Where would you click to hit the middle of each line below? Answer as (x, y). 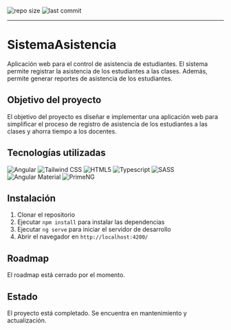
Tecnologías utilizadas (56, 153)
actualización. (27, 320)
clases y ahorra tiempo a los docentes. (62, 131)
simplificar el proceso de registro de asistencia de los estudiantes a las (108, 124)
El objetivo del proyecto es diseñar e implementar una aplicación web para (113, 116)
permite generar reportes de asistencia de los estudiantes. (90, 78)
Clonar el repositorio (46, 215)
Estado (22, 297)
